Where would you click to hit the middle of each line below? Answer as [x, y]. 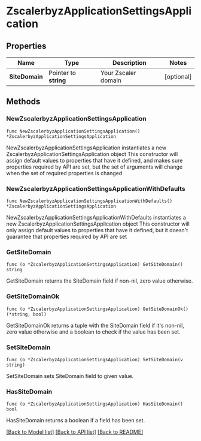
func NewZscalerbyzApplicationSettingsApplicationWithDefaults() [89, 201]
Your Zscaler [118, 73]
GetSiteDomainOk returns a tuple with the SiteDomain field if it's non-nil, [95, 325]
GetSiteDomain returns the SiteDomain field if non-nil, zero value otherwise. [100, 281]
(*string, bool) [26, 314]
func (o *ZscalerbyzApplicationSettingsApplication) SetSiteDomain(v [95, 359]
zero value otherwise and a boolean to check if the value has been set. [93, 332]
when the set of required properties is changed [64, 173]
